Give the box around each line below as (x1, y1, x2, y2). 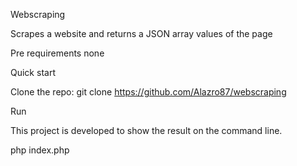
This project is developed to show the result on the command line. (10, 125, 283, 136)
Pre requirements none (10, 47, 105, 59)
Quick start (10, 67, 56, 78)
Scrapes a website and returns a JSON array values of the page (10, 28, 273, 39)
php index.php (10, 144, 70, 156)
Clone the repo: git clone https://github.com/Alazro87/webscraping (10, 86, 287, 98)
